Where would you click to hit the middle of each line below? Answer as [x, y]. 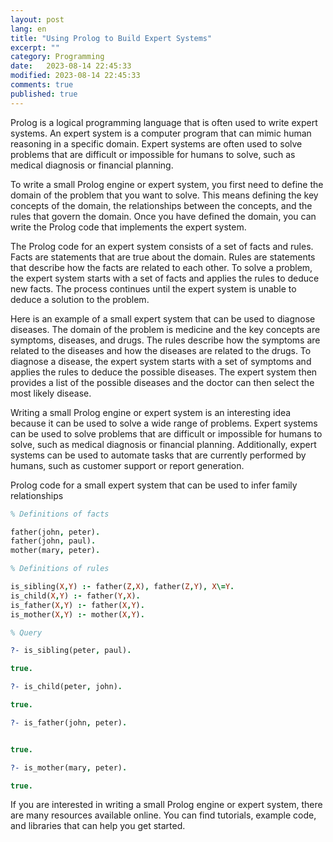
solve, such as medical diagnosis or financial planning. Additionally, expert [163, 444]
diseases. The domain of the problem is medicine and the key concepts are [165, 329]
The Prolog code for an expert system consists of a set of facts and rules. [162, 246]
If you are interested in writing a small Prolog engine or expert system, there [166, 805]
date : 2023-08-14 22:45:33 [71, 66]
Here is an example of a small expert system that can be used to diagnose [163, 318]
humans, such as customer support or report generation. [127, 465]
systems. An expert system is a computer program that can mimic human [161, 133]
